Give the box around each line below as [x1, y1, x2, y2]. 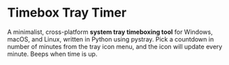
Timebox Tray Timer [7, 5, 127, 21]
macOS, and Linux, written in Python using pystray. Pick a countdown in [7, 35, 214, 43]
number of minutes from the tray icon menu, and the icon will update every [7, 42, 223, 50]
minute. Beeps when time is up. [7, 50, 98, 58]
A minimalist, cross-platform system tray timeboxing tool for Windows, [7, 28, 213, 36]
